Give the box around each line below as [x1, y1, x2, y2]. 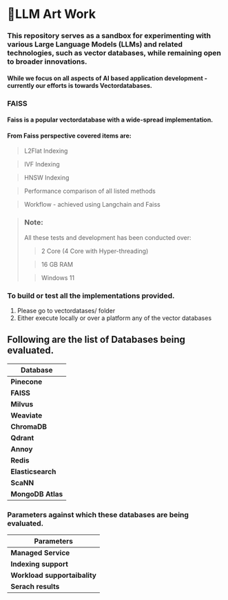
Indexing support [10, 559, 69, 569]
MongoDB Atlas [10, 489, 63, 498]
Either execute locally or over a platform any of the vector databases [17, 314, 212, 322]
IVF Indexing [23, 160, 60, 169]
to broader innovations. [7, 57, 87, 66]
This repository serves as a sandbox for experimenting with [7, 31, 211, 41]
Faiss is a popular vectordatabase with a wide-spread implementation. [7, 115, 214, 124]
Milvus [10, 399, 34, 409]
